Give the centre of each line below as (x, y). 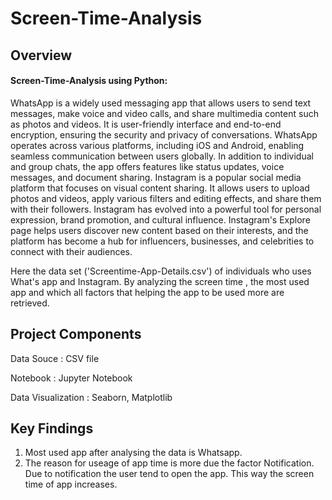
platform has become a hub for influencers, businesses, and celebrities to (162, 241)
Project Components (76, 334)
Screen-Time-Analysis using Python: (89, 81)
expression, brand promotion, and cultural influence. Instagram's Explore (160, 219)
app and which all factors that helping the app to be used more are (147, 292)
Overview (41, 55)
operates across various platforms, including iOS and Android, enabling (157, 145)
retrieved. (30, 303)
